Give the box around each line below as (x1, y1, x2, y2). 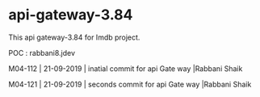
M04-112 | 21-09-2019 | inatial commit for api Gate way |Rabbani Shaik (8, 63, 243, 74)
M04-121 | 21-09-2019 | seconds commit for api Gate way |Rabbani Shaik (8, 79, 252, 89)
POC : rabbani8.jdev (8, 48, 75, 57)
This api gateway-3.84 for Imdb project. (8, 32, 140, 42)
